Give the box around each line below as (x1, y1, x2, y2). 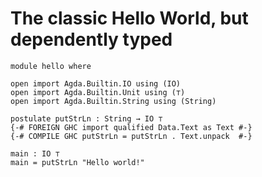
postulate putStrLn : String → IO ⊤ (10, 113, 163, 124)
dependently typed (10, 28, 173, 51)
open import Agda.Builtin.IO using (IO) (10, 78, 182, 89)
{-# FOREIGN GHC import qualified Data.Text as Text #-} (10, 122, 253, 132)
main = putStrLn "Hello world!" (10, 157, 145, 167)
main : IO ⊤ (10, 148, 60, 159)
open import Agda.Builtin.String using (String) (10, 96, 217, 106)
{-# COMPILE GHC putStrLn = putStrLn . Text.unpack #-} (10, 131, 253, 141)
